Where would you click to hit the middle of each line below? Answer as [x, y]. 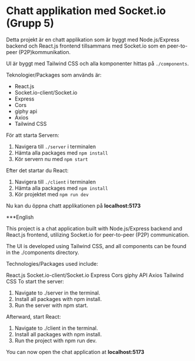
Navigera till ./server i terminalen [55, 146]
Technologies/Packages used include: [52, 263]
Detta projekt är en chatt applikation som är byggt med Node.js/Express [93, 39]
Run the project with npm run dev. [56, 340]
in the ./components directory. [43, 252]
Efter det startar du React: [37, 170]
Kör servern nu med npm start [51, 159]
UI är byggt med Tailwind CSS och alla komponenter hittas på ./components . [97, 63]
